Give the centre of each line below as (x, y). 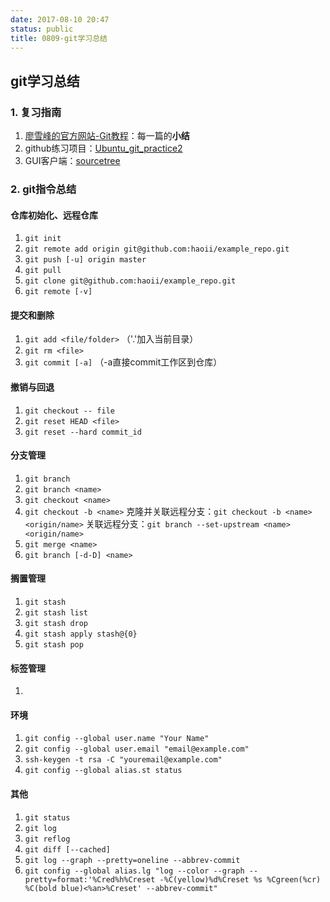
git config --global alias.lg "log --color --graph (134, 871)
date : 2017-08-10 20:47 (60, 19)
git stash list (56, 613)
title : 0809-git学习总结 (59, 38)
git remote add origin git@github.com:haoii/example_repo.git (157, 249)
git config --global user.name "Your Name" (117, 739)
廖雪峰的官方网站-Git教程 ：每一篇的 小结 (107, 136)
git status (47, 817)
